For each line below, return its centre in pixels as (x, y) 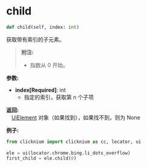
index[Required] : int (40, 90)
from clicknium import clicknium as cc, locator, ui (74, 142)
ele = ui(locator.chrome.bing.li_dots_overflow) (68, 153)
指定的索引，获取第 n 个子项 (59, 97)
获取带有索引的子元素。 (35, 39)
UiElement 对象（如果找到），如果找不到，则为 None (76, 117)
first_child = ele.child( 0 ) (42, 159)
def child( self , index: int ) (43, 27)
